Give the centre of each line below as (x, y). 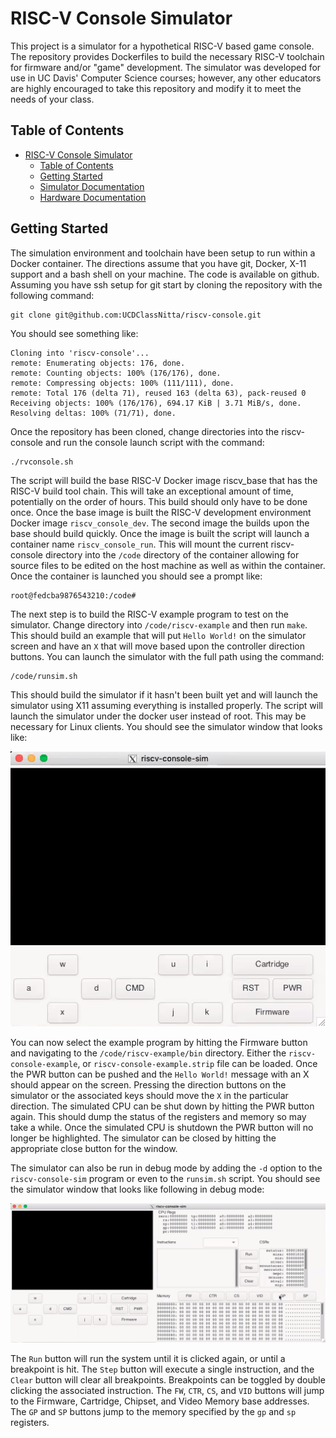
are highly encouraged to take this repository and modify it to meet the (156, 88)
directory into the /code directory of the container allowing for (172, 554)
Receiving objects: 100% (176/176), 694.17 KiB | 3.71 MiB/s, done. (156, 403)
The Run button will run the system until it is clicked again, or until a (148, 1359)
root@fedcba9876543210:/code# (73, 595)
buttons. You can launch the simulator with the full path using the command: (167, 656)
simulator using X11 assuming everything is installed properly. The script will (166, 705)
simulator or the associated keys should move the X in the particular (149, 1095)
